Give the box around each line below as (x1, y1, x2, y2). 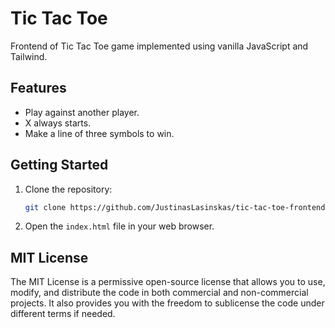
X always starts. (24, 117, 92, 129)
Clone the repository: (24, 183, 113, 195)
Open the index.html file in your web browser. (24, 220, 215, 232)
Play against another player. (24, 106, 140, 118)
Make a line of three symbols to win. (24, 127, 175, 139)
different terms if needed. (10, 308, 116, 320)
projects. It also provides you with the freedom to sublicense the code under (10, 297, 325, 309)
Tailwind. (10, 50, 48, 62)
